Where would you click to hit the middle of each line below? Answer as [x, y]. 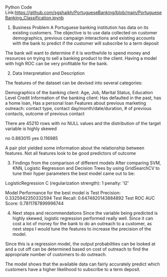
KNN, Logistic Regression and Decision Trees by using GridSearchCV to [86, 168]
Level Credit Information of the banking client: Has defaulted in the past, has [83, 98]
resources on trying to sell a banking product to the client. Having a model [81, 58]
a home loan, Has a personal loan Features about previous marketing [76, 103]
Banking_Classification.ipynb [35, 18]
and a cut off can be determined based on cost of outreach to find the [77, 249]
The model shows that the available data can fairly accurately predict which [83, 264]
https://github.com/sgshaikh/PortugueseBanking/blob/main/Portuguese [88, 12]
